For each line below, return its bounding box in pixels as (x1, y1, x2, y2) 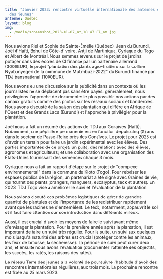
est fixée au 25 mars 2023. (5, 270, 59, 275)
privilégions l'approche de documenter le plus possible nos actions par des (5, 94, 155, 99)
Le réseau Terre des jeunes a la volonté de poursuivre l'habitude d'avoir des (5, 259, 157, 265)
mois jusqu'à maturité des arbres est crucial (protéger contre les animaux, (5, 234, 153, 240)
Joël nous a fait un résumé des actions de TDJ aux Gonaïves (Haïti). (5, 124, 141, 129)
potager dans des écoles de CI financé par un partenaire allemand (5, 59, 137, 64)
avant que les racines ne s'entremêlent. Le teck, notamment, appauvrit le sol (5, 204, 158, 210)
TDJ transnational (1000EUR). (5, 74, 65, 80)
